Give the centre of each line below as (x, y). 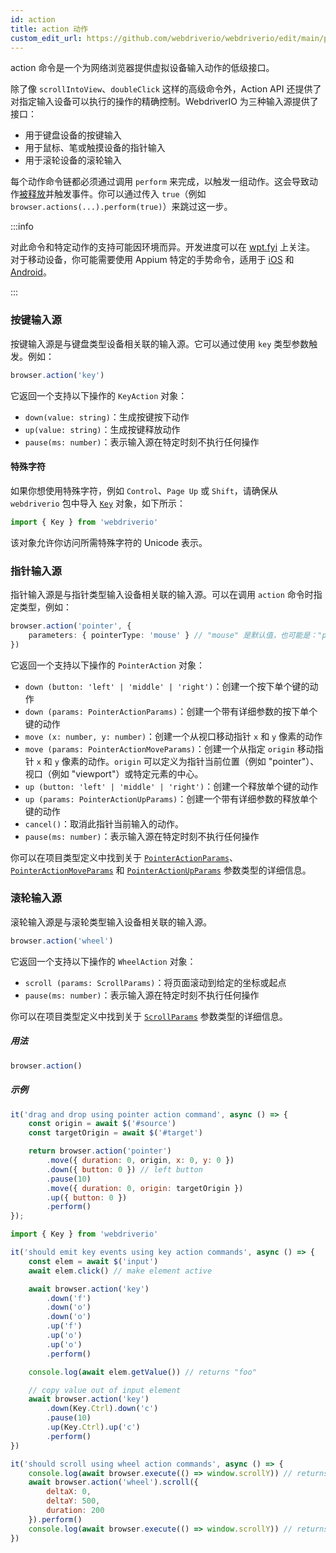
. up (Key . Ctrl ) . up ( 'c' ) (93, 1427)
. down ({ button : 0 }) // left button (124, 1169)
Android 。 (31, 272)
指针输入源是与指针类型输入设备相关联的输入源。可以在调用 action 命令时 (162, 594)
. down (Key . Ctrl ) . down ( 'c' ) (102, 1409)
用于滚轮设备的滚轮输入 (73, 160)
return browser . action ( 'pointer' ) (100, 1151)
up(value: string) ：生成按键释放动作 (102, 429)
